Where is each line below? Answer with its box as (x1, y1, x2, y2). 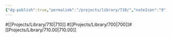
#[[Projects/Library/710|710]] (5, 21, 66, 27)
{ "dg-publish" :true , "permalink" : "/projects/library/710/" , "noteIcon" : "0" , (5, 7, 168, 13)
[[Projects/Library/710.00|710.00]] (5, 26, 77, 33)
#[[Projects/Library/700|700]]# (67, 21, 132, 27)
